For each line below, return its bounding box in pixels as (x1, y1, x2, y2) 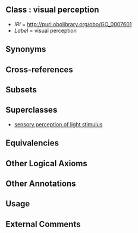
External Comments (5, 219, 81, 229)
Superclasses (5, 105, 58, 115)
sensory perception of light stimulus (14, 120, 103, 128)
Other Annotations (5, 178, 76, 188)
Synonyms (5, 44, 46, 54)
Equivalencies (5, 138, 59, 148)
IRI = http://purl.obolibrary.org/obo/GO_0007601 (14, 20, 132, 27)
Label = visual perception (14, 27, 77, 34)
